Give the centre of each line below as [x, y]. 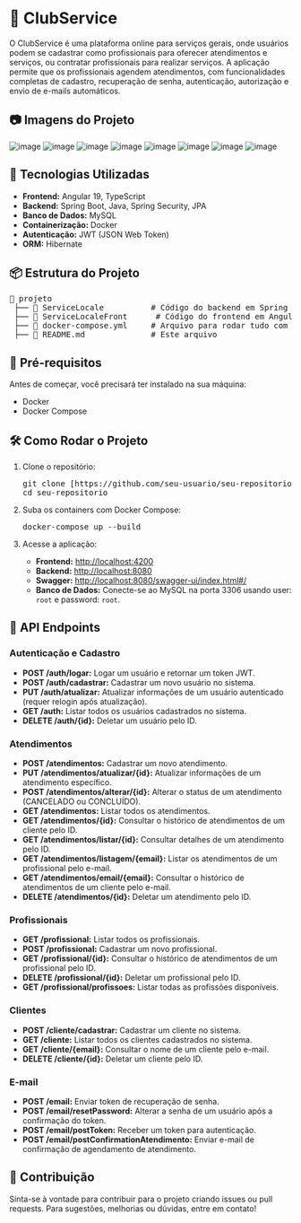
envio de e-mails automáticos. [65, 91]
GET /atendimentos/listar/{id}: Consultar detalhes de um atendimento [153, 839]
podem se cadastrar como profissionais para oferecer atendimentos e [138, 52]
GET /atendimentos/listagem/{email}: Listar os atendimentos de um [150, 858]
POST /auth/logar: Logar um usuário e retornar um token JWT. [138, 673]
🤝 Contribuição [52, 1178]
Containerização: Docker [70, 224]
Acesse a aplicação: [59, 544]
